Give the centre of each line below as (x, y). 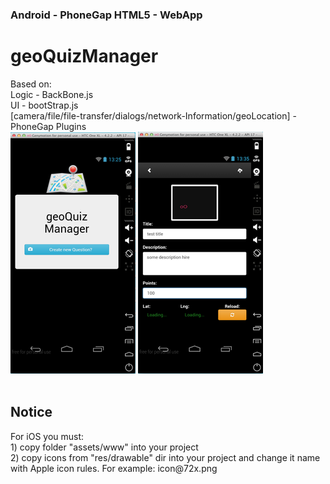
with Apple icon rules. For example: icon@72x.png (114, 468)
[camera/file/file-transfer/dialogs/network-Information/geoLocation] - (153, 115)
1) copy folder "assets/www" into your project (104, 447)
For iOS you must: (47, 436)
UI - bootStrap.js (44, 105)
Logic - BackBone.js (52, 94)
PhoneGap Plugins (48, 126)
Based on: (31, 84)
